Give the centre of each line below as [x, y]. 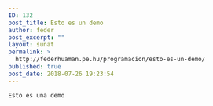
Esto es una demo [37, 95]
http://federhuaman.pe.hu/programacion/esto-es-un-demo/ [110, 60]
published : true [35, 67]
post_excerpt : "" [37, 37]
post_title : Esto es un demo [56, 23]
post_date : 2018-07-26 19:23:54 [61, 74]
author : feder [31, 30]
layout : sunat [31, 45]
